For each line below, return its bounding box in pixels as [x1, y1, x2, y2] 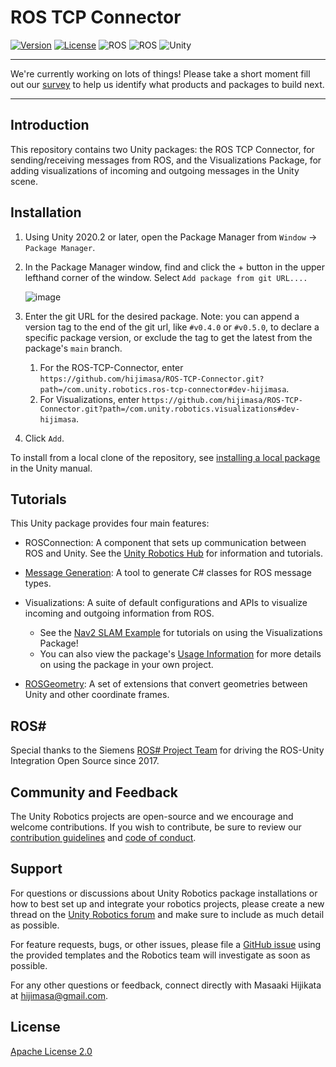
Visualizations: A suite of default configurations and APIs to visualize [24, 597, 308, 609]
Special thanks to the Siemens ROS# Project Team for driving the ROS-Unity [10, 744, 325, 756]
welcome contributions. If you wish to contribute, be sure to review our [10, 821, 302, 833]
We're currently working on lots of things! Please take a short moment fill [10, 67, 311, 80]
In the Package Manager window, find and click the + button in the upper [24, 261, 326, 273]
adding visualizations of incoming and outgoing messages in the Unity [10, 164, 300, 176]
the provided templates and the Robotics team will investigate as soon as [10, 949, 311, 961]
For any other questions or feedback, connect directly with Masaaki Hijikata [10, 979, 322, 991]
